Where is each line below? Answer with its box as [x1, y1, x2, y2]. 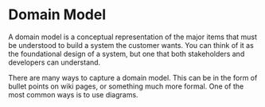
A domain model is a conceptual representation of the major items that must [8, 32, 257, 42]
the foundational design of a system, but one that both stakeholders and [8, 49, 245, 58]
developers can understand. [8, 57, 101, 67]
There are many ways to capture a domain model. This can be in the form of [8, 73, 258, 82]
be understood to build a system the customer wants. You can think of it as [8, 40, 255, 50]
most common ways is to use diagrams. [8, 89, 138, 99]
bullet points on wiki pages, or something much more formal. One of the [8, 81, 244, 91]
